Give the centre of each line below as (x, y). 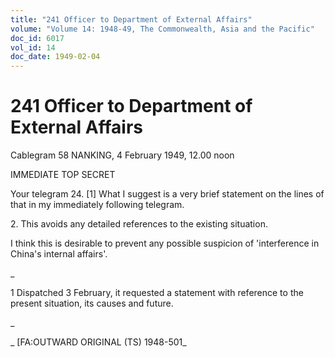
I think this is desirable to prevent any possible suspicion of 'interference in (165, 243)
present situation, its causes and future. (92, 303)
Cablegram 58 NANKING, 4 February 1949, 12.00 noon (122, 155)
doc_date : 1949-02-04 (55, 57)
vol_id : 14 (33, 47)
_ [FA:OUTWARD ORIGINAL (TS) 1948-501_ (98, 342)
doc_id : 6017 (37, 38)
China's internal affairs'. (59, 254)
